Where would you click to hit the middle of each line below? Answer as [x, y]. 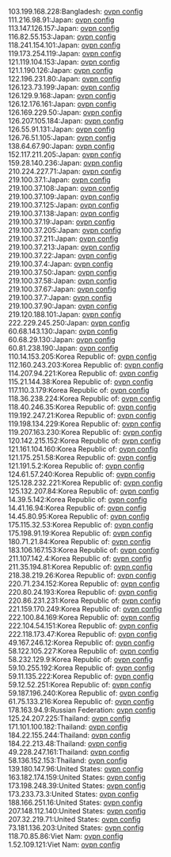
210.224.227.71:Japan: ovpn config [65, 171]
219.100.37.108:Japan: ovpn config [64, 188]
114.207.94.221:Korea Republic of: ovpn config [83, 373]
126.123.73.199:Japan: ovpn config [64, 87]
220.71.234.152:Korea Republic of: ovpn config [84, 584]
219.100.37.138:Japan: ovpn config [64, 213]
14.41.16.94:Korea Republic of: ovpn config [77, 508]
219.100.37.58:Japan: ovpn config [63, 281]
